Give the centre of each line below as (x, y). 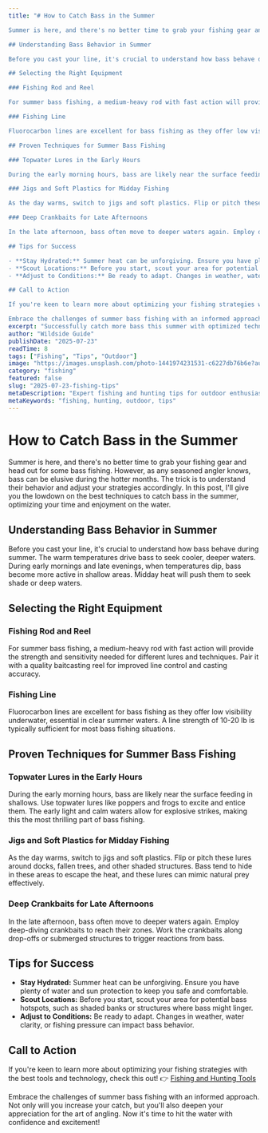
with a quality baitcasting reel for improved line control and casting (118, 665)
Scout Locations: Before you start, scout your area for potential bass (133, 1000)
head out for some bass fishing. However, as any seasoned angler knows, (130, 471)
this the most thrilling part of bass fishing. (77, 819)
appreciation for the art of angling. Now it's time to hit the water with (120, 1114)
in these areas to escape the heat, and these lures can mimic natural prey (129, 875)
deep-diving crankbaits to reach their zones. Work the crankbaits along (126, 930)
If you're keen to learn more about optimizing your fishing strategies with (128, 1069)
